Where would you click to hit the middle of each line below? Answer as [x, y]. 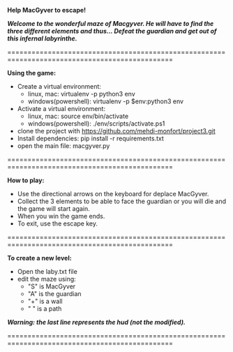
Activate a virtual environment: [61, 109]
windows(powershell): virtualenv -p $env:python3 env [105, 101]
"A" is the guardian [54, 294]
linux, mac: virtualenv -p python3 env [82, 94]
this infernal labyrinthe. [43, 38]
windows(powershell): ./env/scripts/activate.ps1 [96, 124]
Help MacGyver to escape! [47, 10]
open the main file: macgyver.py [63, 146]
